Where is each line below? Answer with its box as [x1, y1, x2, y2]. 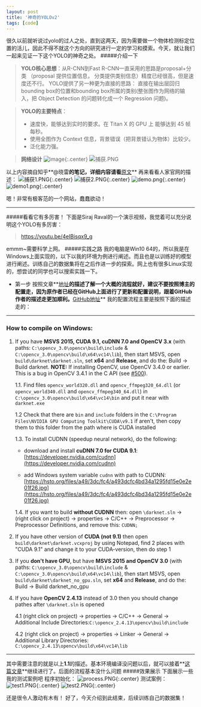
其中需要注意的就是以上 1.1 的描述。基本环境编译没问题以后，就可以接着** [6, 660, 185, 667]
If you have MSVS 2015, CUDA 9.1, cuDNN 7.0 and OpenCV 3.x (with [14, 337, 185, 345]
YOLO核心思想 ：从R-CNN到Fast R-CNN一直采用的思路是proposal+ [20, 65, 187, 72]
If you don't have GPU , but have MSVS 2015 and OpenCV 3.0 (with [14, 557, 182, 564]
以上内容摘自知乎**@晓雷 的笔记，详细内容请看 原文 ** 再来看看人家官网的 [6, 169, 186, 176]
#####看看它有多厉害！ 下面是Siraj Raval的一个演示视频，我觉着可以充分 [6, 214, 187, 221]
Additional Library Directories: [14, 637, 89, 644]
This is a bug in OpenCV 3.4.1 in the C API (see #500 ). [14, 370, 148, 377]
